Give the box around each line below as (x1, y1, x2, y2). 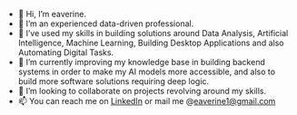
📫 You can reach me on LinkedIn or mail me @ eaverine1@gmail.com (17, 96, 276, 106)
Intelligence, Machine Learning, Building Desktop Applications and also (17, 37, 284, 48)
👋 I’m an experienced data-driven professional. (17, 18, 194, 29)
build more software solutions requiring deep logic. (17, 76, 210, 86)
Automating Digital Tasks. (17, 47, 114, 58)
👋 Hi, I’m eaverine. (17, 9, 86, 19)
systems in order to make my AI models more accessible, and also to (17, 66, 275, 77)
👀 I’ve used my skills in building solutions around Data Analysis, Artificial (17, 28, 289, 38)
